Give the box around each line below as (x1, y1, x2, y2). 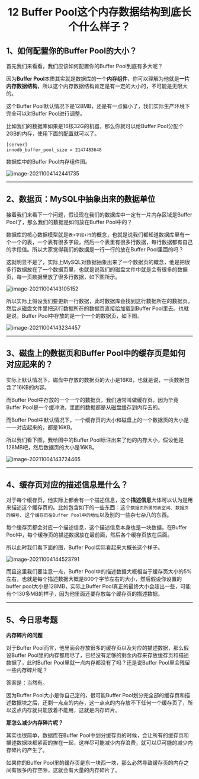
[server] (6, 142, 28, 148)
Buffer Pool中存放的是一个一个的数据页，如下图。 (21, 312, 143, 319)
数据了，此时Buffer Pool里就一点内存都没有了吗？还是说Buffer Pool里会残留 (6, 659, 191, 666)
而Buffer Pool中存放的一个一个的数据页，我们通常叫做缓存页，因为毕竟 (6, 396, 179, 403)
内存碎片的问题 (6, 632, 43, 639)
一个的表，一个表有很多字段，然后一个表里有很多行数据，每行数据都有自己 (11, 238, 193, 245)
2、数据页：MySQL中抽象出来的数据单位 (6, 194, 156, 205)
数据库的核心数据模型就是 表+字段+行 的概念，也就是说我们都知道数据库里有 (6, 231, 185, 238)
